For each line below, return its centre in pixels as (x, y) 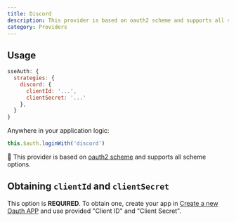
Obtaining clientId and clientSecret (88, 187)
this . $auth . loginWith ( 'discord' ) (56, 144)
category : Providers (38, 27)
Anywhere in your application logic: (58, 131)
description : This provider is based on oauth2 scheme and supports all (116, 20)
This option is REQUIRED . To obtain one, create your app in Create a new (113, 203)
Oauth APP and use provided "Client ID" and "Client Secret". (94, 211)
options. (19, 164)
